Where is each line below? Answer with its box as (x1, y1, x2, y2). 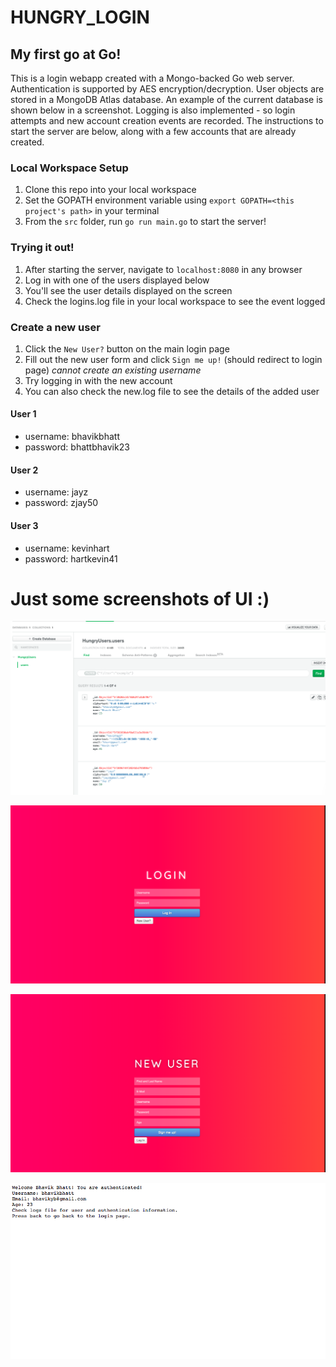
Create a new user (10, 320, 101, 334)
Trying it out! (10, 241, 75, 255)
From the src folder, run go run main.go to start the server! (24, 216, 267, 228)
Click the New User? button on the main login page (24, 342, 230, 355)
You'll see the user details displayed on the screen (24, 284, 233, 296)
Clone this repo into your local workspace (24, 184, 197, 196)
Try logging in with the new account (24, 374, 173, 386)
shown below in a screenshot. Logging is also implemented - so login (10, 104, 296, 116)
